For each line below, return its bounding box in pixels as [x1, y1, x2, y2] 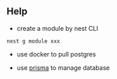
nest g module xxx [6, 38, 60, 45]
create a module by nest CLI [16, 24, 99, 32]
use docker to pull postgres [16, 50, 96, 58]
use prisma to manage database [16, 63, 110, 72]
